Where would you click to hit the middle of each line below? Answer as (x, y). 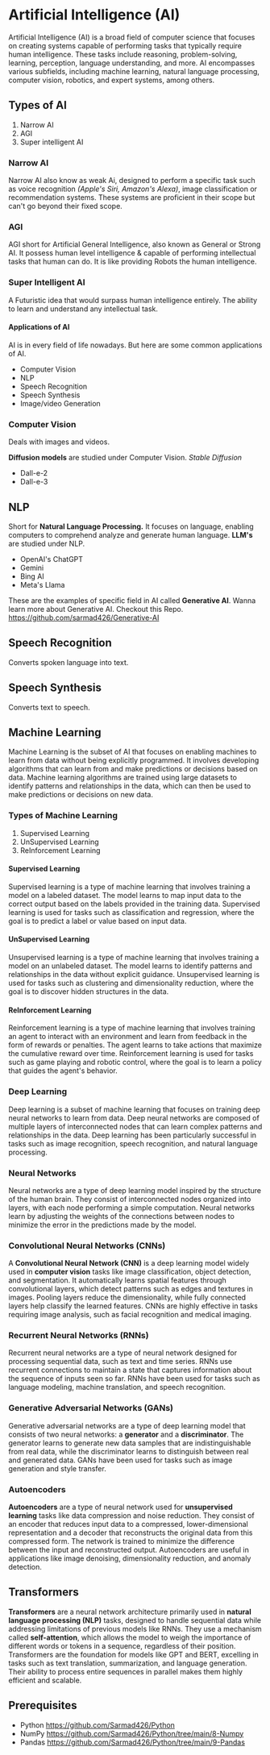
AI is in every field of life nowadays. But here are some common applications (135, 345)
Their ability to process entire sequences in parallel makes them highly (126, 1671)
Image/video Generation (60, 403)
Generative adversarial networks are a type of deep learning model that (127, 1425)
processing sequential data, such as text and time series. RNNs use (120, 1362)
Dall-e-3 (34, 482)
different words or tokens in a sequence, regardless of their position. (122, 1645)
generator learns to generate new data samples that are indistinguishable (130, 1443)
